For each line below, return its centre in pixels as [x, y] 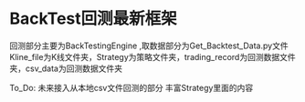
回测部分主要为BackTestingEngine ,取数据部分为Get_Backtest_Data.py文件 [149, 46]
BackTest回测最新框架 [94, 19]
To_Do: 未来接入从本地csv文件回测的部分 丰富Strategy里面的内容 [131, 87]
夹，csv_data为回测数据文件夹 [66, 68]
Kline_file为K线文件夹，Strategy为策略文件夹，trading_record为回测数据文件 [152, 56]
